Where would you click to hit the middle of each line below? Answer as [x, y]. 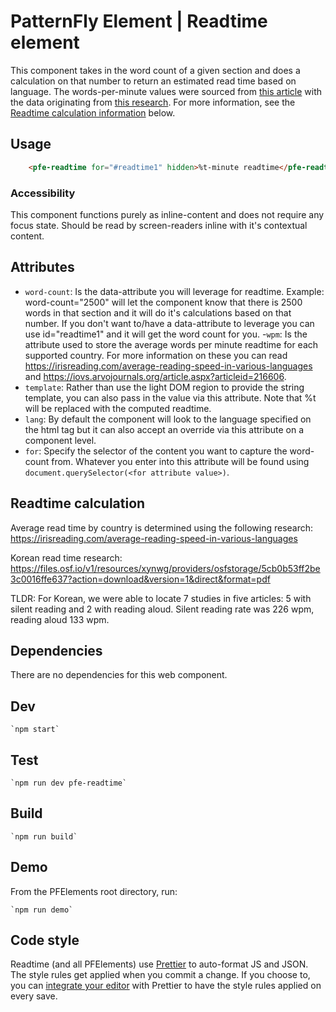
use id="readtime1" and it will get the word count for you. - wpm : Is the [166, 334]
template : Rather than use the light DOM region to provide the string [164, 387]
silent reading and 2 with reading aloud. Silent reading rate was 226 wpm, [162, 609]
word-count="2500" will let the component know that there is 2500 [163, 302]
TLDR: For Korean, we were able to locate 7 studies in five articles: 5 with [161, 598]
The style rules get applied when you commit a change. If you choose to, [160, 975]
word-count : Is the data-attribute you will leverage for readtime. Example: [174, 291]
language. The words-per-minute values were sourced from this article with [166, 91]
